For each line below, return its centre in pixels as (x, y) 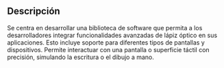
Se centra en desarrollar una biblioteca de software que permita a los (105, 27)
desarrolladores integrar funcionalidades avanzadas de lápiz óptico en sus (112, 35)
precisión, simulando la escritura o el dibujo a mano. (80, 57)
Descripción (34, 11)
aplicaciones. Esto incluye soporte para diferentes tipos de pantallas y (106, 42)
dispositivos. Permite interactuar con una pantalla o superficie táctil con (109, 49)
